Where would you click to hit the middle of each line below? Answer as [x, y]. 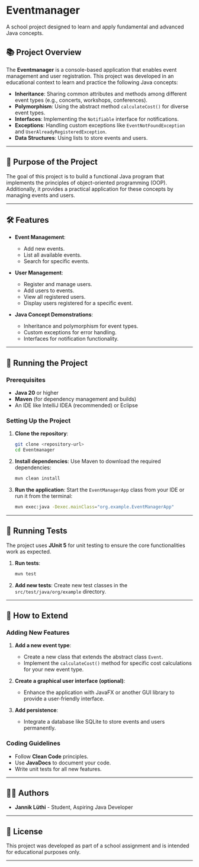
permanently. [40, 728]
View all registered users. [54, 297]
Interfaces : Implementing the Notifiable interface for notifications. [97, 119]
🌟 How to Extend [37, 615]
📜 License [25, 831]
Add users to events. [49, 290]
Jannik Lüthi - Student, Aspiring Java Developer [74, 807]
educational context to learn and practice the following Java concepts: [92, 82]
